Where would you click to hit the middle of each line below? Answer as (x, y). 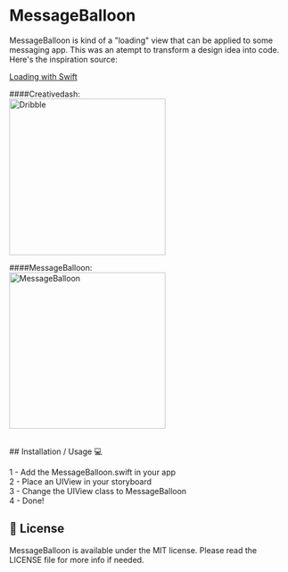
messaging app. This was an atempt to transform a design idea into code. (144, 49)
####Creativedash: (45, 94)
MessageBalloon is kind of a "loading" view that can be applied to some (141, 40)
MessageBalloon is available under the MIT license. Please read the (133, 550)
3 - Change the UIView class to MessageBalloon (98, 491)
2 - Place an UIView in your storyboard (81, 481)
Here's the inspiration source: (64, 59)
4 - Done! (27, 500)
